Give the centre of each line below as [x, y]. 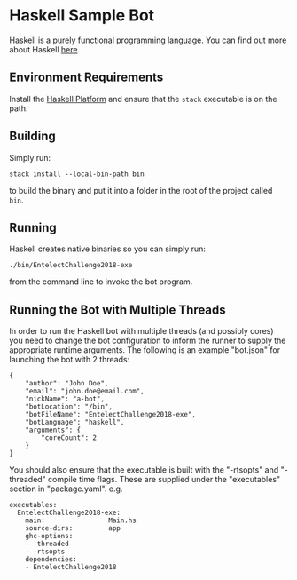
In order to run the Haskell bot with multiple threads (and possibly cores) [141, 331]
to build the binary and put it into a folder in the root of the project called [141, 190]
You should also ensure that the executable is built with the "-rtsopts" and [144, 470]
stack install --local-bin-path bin [77, 174]
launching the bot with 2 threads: [70, 360]
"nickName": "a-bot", [65, 399]
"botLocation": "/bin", [69, 407]
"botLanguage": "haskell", [75, 423]
